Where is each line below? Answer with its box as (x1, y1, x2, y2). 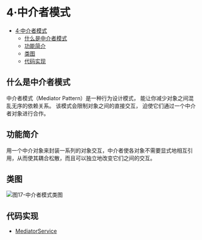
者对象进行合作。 (6, 109, 49, 117)
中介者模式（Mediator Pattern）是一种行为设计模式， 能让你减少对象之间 (6, 94, 189, 101)
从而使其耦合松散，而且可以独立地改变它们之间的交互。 (16, 154, 156, 162)
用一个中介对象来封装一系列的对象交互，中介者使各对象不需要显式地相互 (6, 147, 187, 154)
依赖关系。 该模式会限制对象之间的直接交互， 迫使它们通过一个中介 (27, 102, 196, 109)
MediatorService (15, 227, 57, 235)
